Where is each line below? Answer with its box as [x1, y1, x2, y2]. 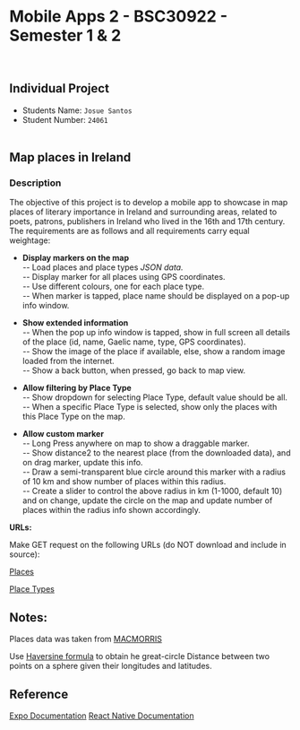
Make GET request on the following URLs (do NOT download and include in [9, 540, 287, 551]
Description [9, 177, 62, 189]
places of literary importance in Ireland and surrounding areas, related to [9, 206, 278, 217]
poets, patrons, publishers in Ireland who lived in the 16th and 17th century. [9, 216, 286, 227]
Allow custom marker [21, 429, 105, 439]
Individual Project [9, 81, 110, 96]
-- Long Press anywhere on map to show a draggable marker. [21, 438, 250, 449]
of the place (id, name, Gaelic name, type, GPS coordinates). [21, 336, 246, 347]
